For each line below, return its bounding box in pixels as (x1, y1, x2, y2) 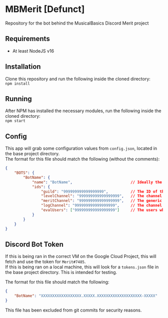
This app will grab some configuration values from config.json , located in (5, 145, 157, 151)
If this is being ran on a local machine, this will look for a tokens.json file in (5, 264, 159, 270)
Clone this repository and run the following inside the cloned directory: (5, 76, 151, 82)
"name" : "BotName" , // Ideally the (31, 179, 162, 185)
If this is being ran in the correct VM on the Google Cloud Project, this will (5, 253, 156, 259)
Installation (5, 63, 41, 71)
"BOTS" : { (14, 170, 35, 176)
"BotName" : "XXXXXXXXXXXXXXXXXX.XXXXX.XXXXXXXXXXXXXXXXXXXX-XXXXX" (14, 293, 157, 298)
